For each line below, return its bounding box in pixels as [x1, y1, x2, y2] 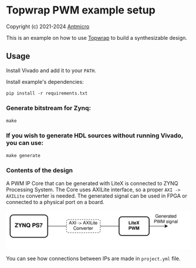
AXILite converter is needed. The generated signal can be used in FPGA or [6, 192, 188, 199]
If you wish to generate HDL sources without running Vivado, [6, 131, 184, 140]
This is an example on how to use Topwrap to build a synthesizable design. [6, 34, 188, 41]
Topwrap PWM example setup [6, 4, 156, 17]
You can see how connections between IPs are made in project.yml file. [6, 255, 181, 262]
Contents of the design [6, 167, 73, 175]
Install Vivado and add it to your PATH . [6, 67, 96, 74]
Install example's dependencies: [6, 78, 84, 85]
